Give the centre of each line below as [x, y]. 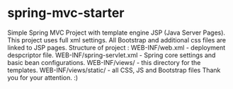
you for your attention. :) [43, 77]
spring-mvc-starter [66, 13]
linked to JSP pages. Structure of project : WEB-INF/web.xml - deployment [116, 47]
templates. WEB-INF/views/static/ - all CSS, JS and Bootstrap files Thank [114, 70]
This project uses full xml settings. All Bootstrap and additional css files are [117, 40]
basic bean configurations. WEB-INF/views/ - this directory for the [104, 62]
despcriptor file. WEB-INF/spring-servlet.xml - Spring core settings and [112, 55]
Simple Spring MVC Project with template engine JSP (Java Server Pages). [116, 32]
